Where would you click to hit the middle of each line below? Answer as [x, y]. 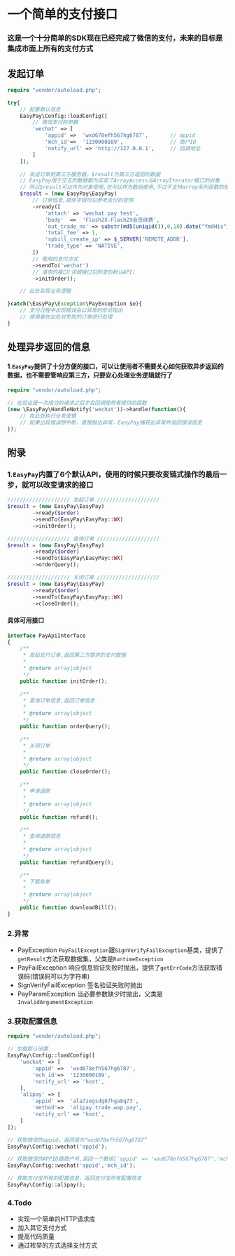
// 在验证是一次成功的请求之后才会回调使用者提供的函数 [77, 403]
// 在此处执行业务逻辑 [48, 416]
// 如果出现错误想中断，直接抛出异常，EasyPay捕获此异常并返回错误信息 [111, 422]
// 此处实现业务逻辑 [45, 291]
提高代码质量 [36, 1236]
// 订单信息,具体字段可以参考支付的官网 [83, 201]
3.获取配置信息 [32, 1021]
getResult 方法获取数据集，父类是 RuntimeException [90, 959]
